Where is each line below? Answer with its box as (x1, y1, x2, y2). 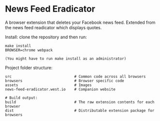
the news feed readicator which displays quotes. (5, 24, 102, 30)
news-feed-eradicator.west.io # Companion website (5, 86, 116, 92)
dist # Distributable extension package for (5, 108, 155, 113)
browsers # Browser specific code (5, 78, 124, 83)
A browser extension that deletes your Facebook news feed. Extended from (5, 19, 156, 25)
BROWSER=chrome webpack (5, 48, 53, 52)
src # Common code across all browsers (5, 74, 146, 79)
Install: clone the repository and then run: (5, 34, 87, 40)
